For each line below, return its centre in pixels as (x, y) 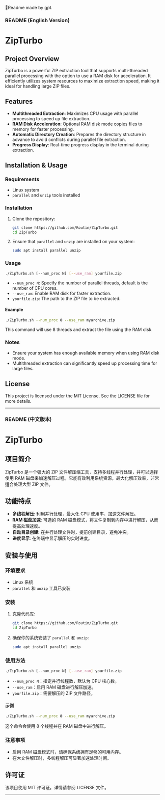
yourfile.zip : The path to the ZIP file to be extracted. (66, 298)
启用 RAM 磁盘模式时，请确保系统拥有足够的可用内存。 (68, 752)
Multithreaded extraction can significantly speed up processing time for (85, 363)
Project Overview (32, 59)
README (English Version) (38, 20)
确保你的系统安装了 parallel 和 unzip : (51, 638)
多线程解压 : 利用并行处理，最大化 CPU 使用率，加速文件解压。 (75, 514)
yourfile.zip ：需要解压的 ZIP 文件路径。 (54, 693)
